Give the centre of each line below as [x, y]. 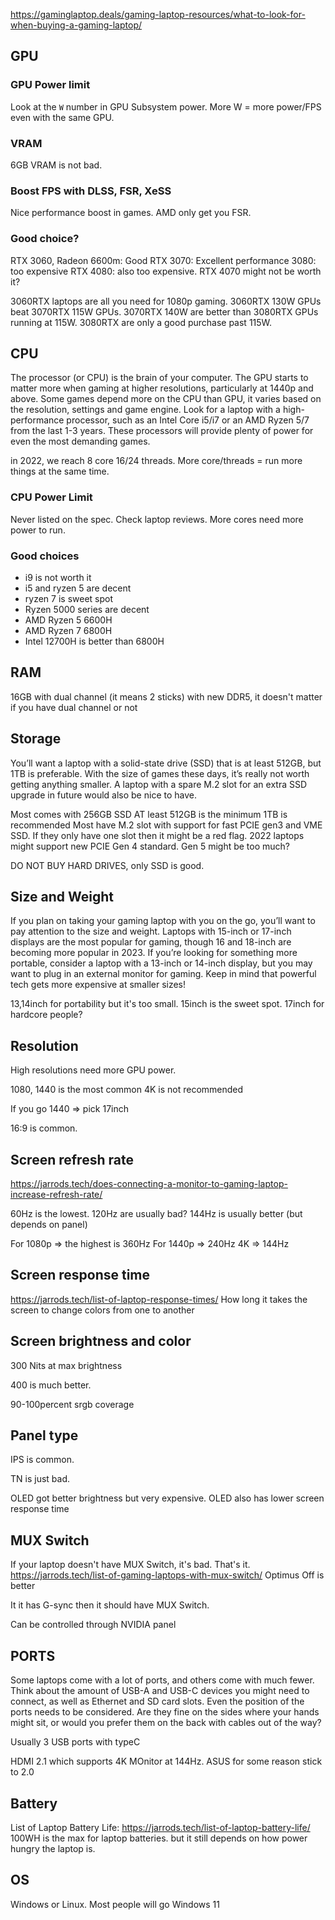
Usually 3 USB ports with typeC [75, 1742]
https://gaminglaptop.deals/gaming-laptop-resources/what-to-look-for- [158, 14]
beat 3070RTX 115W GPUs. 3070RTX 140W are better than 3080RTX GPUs [164, 311]
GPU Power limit [50, 85]
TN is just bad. [40, 1479]
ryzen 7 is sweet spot [69, 598]
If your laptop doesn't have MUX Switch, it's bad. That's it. [130, 1565]
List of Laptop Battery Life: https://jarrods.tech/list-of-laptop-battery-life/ [160, 1827]
